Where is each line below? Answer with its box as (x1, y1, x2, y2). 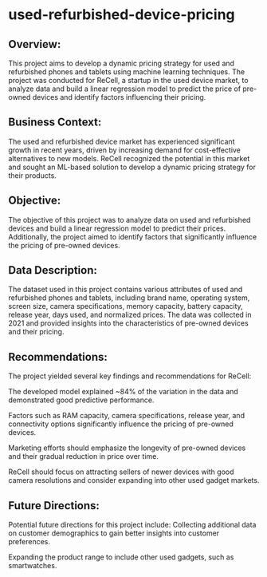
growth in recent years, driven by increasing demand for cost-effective (8, 145, 241, 155)
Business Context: (8, 116, 102, 129)
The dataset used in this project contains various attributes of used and (8, 285, 243, 294)
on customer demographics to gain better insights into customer (8, 528, 220, 538)
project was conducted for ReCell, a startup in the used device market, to (8, 76, 249, 85)
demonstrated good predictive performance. (8, 395, 155, 405)
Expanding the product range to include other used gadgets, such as (8, 552, 234, 562)
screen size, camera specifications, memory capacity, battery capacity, (8, 302, 243, 311)
